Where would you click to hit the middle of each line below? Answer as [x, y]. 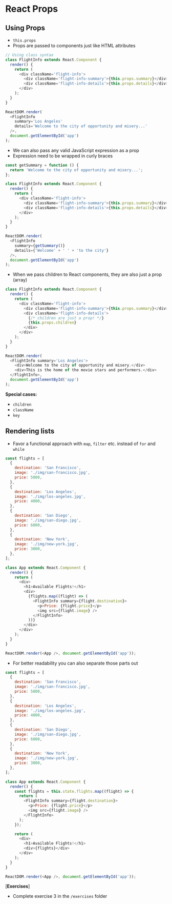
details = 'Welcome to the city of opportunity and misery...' [81, 126]
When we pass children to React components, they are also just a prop [87, 274]
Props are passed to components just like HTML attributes [74, 46]
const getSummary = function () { [42, 165]
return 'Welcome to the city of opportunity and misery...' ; [77, 170]
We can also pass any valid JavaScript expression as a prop [76, 150]
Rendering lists [30, 431]
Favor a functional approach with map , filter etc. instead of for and [84, 444]
